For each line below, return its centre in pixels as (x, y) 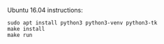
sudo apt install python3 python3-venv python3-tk (82, 23)
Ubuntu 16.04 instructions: (45, 10)
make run (20, 35)
